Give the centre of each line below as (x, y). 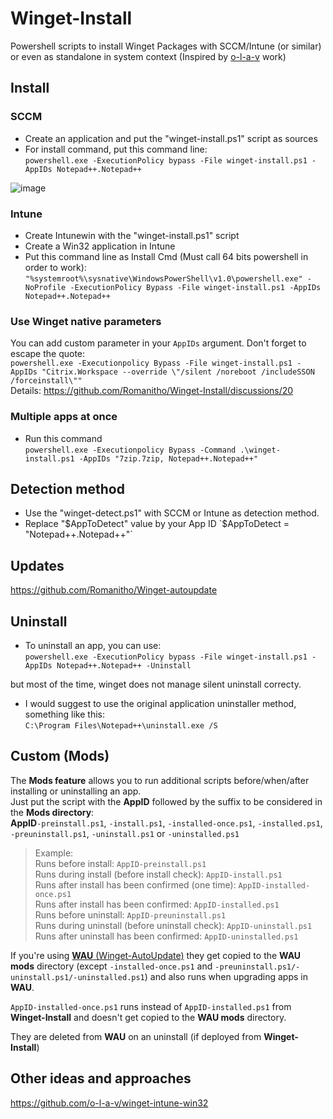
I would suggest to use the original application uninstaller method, (160, 703)
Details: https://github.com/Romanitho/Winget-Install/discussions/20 (152, 391)
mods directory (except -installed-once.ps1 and (111, 966)
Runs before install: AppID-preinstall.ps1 (120, 863)
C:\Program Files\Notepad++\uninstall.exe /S (121, 725)
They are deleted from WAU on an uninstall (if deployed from (136, 1036)
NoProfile (45, 287)
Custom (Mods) (60, 756)
